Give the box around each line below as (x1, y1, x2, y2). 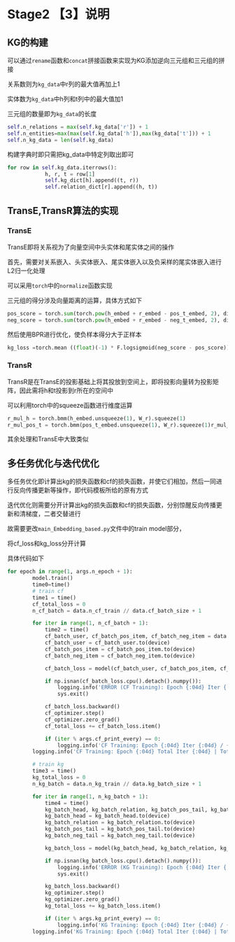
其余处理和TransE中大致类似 (7, 435, 89, 443)
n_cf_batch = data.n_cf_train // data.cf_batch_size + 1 (32, 607, 201, 614)
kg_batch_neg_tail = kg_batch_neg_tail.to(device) (44, 832, 196, 839)
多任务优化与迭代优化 (7, 457, 99, 469)
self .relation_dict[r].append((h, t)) (44, 183, 158, 191)
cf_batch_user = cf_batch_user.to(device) (44, 639, 171, 647)
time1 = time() (32, 594, 77, 601)
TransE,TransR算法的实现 (7, 204, 119, 217)
